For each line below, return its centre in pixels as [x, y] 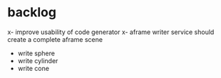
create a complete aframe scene [55, 39]
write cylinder [38, 60]
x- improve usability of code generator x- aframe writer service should [111, 32]
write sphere [36, 53]
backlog [32, 12]
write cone [34, 68]
